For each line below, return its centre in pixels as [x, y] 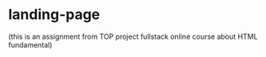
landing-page [54, 15]
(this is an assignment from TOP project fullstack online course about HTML [133, 36]
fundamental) [30, 44]
